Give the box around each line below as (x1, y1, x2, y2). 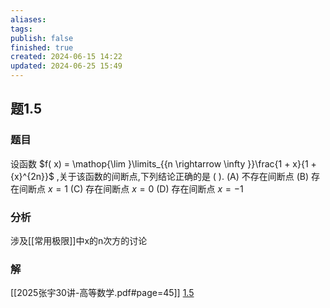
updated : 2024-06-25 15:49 (10, 61, 123, 71)
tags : (10, 24, 33, 34)
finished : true (10, 42, 74, 53)
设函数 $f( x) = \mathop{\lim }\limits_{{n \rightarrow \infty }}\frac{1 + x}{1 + (10, 157, 317, 170)
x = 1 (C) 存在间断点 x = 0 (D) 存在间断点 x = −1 (47, 182, 244, 195)
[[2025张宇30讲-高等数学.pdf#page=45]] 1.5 (10, 287, 195, 299)
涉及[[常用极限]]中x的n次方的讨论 (10, 234, 148, 246)
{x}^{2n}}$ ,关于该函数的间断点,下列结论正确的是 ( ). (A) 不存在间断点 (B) (10, 170, 310, 182)
